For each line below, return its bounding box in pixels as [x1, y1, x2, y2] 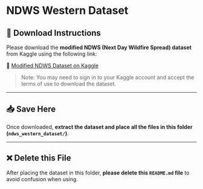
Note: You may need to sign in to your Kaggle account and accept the [21, 74, 195, 81]
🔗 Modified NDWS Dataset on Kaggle [6, 62, 98, 69]
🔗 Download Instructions [6, 28, 101, 38]
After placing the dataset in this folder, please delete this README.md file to [6, 169, 190, 176]
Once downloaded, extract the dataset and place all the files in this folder [6, 123, 193, 130]
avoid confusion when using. [6, 175, 79, 182]
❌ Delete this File [6, 153, 71, 164]
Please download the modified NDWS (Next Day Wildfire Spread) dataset [6, 44, 192, 51]
